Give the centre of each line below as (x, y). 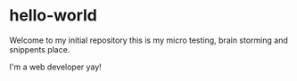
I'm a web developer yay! (56, 67)
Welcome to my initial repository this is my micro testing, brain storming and (148, 40)
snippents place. (40, 49)
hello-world (54, 16)
